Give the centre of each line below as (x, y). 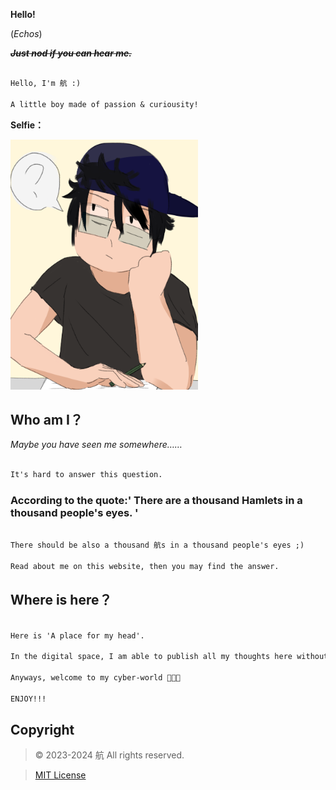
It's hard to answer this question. (86, 475)
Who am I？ (46, 419)
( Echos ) (26, 33)
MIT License (60, 775)
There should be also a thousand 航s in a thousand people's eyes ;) (157, 545)
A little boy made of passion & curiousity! (104, 104)
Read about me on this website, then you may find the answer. (145, 566)
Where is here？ (61, 600)
